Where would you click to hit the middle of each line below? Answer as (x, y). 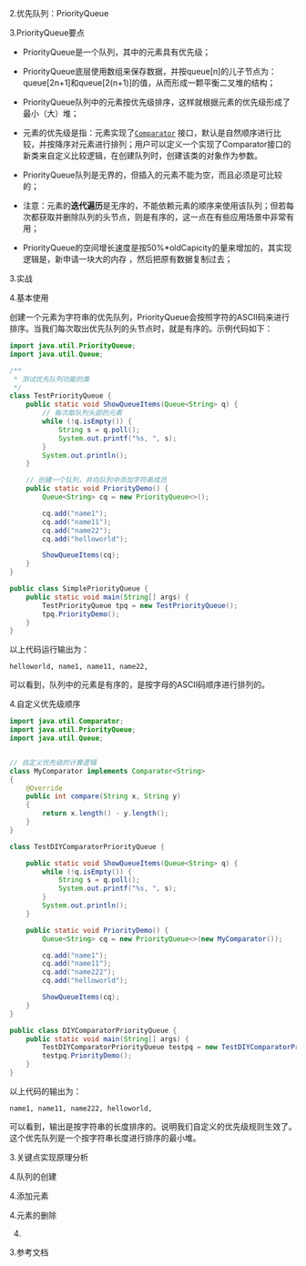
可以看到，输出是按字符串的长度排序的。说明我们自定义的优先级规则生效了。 (153, 1126)
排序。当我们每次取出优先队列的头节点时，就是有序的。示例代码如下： (141, 329)
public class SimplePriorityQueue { (79, 589)
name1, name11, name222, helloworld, (81, 1109)
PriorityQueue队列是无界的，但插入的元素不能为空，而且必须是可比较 (153, 175)
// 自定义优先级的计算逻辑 (53, 763)
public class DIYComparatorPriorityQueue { (93, 1030)
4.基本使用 (29, 298)
